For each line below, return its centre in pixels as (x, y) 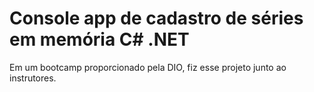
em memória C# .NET (99, 39)
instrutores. (33, 78)
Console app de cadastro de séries (156, 18)
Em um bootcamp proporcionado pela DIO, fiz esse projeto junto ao (148, 67)
